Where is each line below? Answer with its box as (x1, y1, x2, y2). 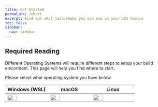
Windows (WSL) (7, 86, 46, 93)
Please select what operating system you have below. (5, 74, 112, 80)
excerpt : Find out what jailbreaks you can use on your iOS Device (5, 16, 144, 21)
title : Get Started (5, 7, 44, 12)
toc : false (5, 20, 27, 26)
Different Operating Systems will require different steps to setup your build (5, 60, 153, 66)
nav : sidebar (9, 29, 36, 34)
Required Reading (5, 47, 60, 55)
